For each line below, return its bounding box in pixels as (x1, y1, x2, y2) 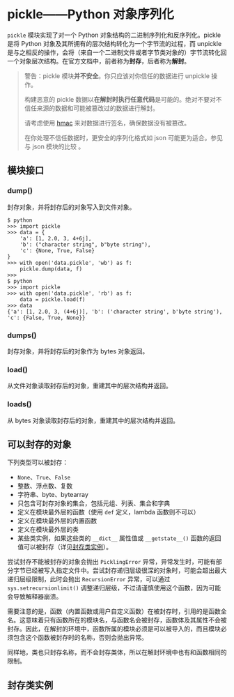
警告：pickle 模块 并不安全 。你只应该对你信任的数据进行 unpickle (24, 71, 210, 80)
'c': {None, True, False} (19, 247, 95, 254)
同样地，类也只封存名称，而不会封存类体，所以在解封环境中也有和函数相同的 (7, 648, 227, 657)
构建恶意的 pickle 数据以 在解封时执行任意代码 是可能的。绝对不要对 (24, 95, 216, 103)
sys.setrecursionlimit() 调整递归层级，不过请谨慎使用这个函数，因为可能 (7, 583, 221, 592)
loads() (7, 399, 32, 409)
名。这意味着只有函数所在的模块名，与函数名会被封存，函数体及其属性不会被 (7, 616, 227, 625)
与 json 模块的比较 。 (24, 142, 85, 151)
